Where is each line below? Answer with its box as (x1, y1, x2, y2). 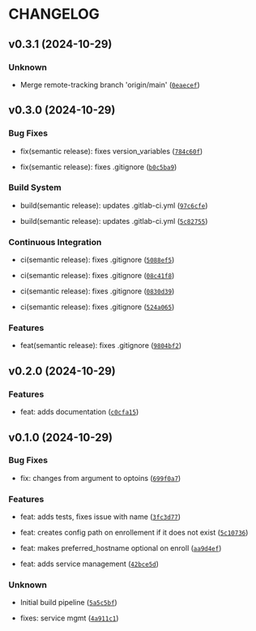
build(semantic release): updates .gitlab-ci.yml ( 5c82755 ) (19, 216, 208, 225)
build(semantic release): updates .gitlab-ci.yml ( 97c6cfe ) (19, 200, 208, 210)
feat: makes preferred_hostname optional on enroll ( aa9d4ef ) (19, 543, 222, 553)
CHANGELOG (8, 5, 100, 24)
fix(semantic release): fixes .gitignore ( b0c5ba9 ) (19, 161, 177, 171)
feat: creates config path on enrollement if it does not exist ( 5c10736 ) (19, 528, 249, 538)
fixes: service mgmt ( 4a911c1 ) (19, 613, 119, 623)
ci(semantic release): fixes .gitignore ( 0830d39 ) (19, 286, 175, 296)
